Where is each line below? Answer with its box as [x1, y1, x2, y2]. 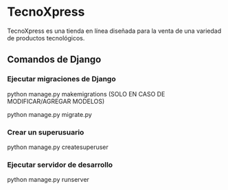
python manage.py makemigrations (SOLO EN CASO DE [7, 90, 166, 98]
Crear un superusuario [7, 127, 84, 137]
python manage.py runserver [7, 176, 89, 184]
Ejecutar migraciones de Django [7, 74, 116, 84]
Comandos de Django [7, 54, 102, 66]
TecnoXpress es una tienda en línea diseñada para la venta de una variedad [7, 27, 222, 35]
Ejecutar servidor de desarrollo [7, 160, 113, 169]
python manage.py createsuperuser [7, 143, 109, 151]
